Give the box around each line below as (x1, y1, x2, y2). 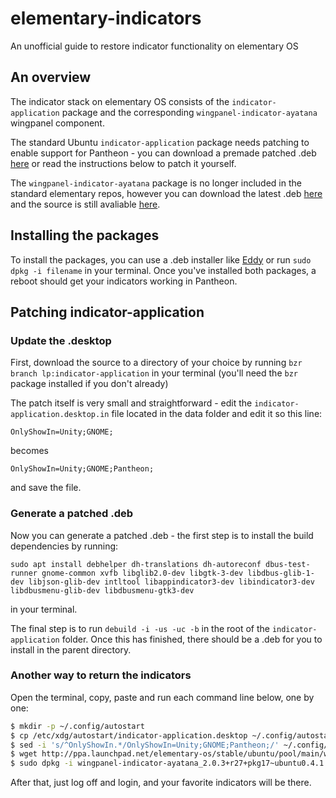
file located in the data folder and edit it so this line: (111, 408, 323, 420)
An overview (10, 69, 92, 86)
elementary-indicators (10, 7, 202, 30)
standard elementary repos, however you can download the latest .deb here (10, 187, 323, 199)
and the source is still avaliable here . (10, 198, 161, 210)
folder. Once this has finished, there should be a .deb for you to (61, 633, 323, 645)
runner (10, 568, 38, 578)
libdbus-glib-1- (247, 568, 315, 578)
